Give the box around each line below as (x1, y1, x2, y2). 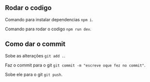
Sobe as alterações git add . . (5, 53, 65, 58)
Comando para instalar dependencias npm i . (5, 16, 93, 22)
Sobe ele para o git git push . (5, 71, 63, 77)
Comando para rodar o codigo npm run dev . (5, 26, 92, 32)
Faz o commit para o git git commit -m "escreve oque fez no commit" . (5, 62, 146, 68)
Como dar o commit (5, 40, 66, 48)
